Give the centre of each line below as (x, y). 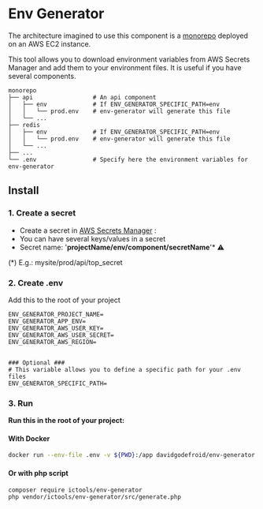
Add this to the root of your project (64, 300)
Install (24, 191)
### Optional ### (37, 363)
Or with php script (38, 473)
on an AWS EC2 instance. (50, 43)
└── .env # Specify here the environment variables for (128, 159)
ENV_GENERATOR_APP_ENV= (47, 321)
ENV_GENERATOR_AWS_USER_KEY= (56, 328)
